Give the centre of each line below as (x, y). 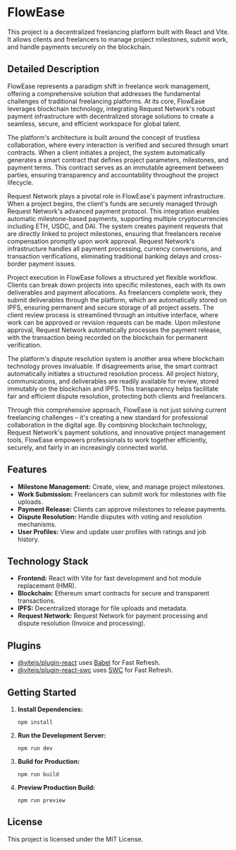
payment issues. (52, 264)
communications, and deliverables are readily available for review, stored (113, 381)
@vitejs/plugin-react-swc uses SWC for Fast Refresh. (95, 670)
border (17, 264)
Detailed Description (54, 69)
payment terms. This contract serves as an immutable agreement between (116, 167)
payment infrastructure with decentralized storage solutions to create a (111, 116)
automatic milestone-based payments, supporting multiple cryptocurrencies (118, 218)
